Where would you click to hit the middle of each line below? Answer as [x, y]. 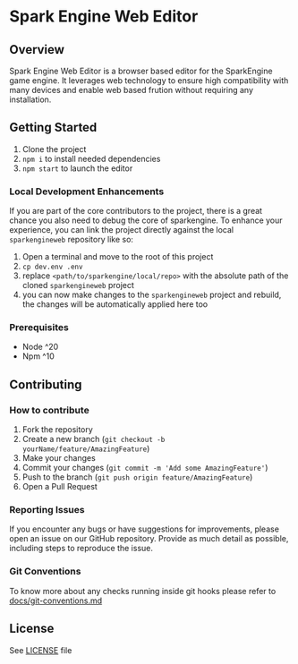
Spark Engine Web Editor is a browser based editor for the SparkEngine [141, 71]
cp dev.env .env [52, 267]
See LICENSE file [41, 650]
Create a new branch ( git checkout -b [94, 439]
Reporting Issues [47, 510]
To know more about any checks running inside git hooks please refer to [143, 591]
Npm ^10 [38, 356]
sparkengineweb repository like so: [72, 240]
